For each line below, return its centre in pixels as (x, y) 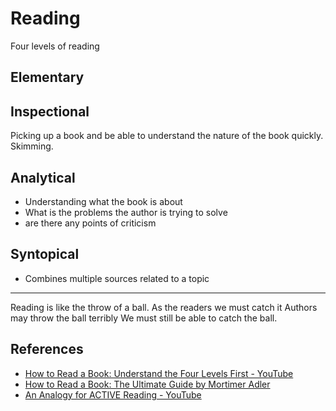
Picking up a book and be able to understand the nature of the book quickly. (167, 136)
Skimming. (32, 146)
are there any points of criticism (90, 223)
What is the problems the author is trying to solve (126, 212)
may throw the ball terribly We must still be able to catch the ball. (144, 318)
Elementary (47, 77)
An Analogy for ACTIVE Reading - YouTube (113, 394)
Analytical (43, 177)
